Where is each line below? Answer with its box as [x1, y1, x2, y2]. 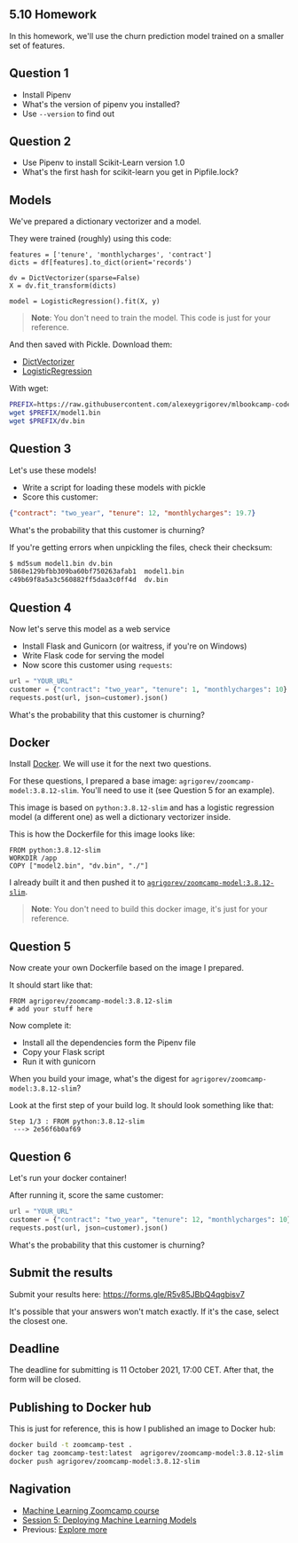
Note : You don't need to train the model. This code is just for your [30, 312, 271, 323]
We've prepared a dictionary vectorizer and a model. [9, 216, 202, 227]
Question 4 [9, 600, 73, 615]
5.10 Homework [9, 7, 98, 22]
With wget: [9, 383, 49, 394]
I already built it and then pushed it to [9, 878, 145, 888]
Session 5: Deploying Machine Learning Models [21, 1515, 197, 1525]
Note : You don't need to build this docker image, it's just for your [30, 904, 268, 915]
